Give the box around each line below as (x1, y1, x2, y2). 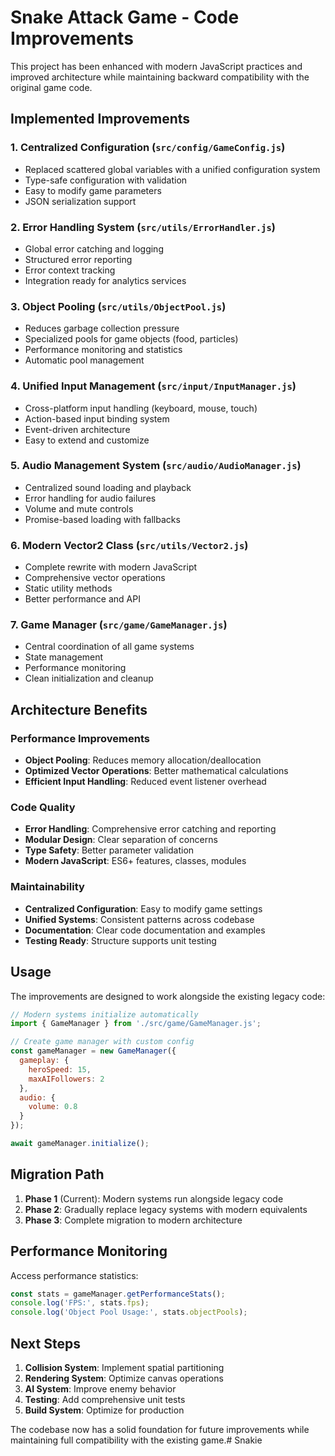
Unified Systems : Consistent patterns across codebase (24, 913, 255, 925)
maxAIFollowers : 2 (28, 1074, 105, 1084)
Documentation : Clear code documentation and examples (24, 924, 266, 936)
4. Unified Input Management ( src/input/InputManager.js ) (10, 379, 297, 393)
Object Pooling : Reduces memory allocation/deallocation (24, 754, 262, 766)
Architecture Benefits (10, 701, 148, 718)
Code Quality (10, 801, 76, 815)
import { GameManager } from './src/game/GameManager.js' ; (10, 1019, 262, 1029)
